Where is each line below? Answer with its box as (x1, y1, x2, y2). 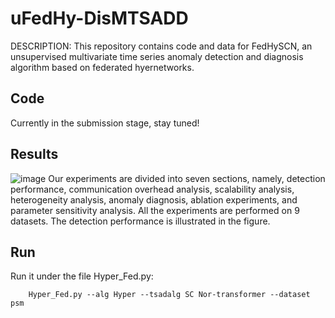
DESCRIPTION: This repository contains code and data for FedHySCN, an (10, 40, 313, 52)
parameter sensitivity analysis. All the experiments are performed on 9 (10, 204, 300, 216)
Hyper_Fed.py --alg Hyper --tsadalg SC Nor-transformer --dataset (28, 290, 311, 300)
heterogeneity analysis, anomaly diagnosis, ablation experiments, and (10, 193, 298, 206)
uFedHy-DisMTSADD (10, 7, 189, 30)
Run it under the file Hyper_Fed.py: (10, 270, 154, 282)
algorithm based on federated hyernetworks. (10, 61, 195, 73)
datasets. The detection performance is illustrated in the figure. (10, 215, 271, 227)
